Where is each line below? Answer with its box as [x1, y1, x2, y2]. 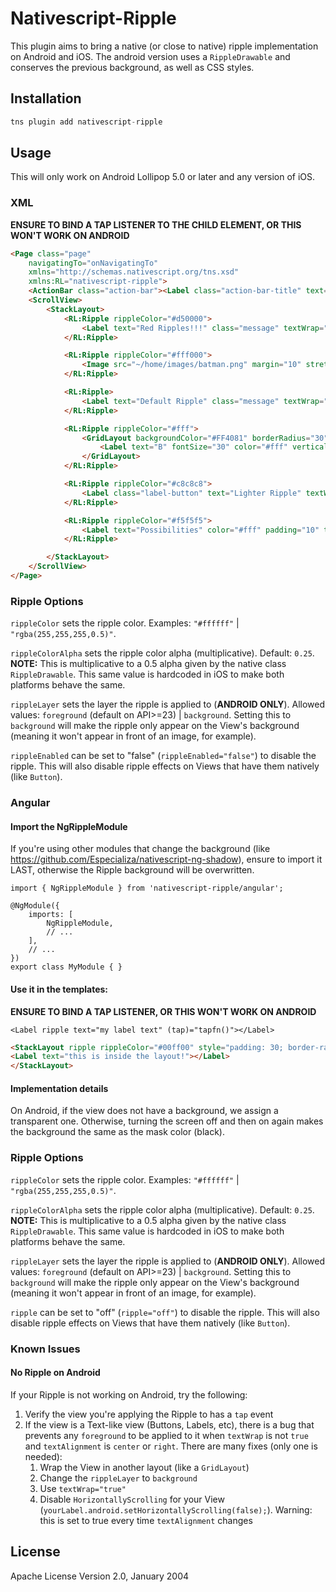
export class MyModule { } [10, 962, 123, 972]
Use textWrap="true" [39, 1482, 127, 1494]
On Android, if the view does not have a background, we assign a [10, 1105, 279, 1117]
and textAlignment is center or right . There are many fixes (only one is [24, 1440, 318, 1452]
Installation [10, 90, 82, 107]
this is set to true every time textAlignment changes [39, 1514, 253, 1526]
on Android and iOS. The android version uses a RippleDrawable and [10, 50, 291, 62]
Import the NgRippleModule [10, 820, 128, 832]
